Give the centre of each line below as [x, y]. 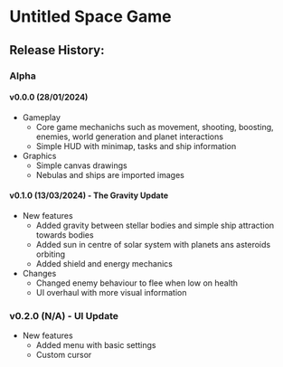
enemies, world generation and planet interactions [130, 136]
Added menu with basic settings [96, 345]
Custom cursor [64, 355]
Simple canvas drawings [82, 165]
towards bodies [65, 235]
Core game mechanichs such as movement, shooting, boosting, [155, 127]
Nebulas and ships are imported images [110, 174]
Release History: [57, 50]
